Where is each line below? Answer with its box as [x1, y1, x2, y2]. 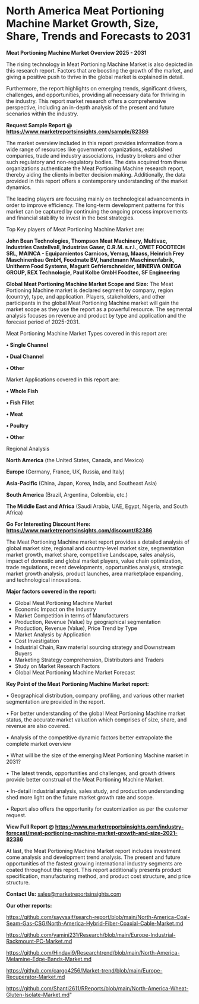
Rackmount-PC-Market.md [6, 937, 72, 945]
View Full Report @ [6, 823, 55, 830]
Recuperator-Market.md [6, 973, 65, 980]
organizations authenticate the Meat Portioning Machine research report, [6, 165, 185, 172]
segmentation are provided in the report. [6, 698, 105, 705]
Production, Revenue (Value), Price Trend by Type [14, 625, 138, 632]
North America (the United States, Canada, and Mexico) [6, 456, 144, 463]
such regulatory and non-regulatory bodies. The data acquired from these [6, 158, 187, 165]
